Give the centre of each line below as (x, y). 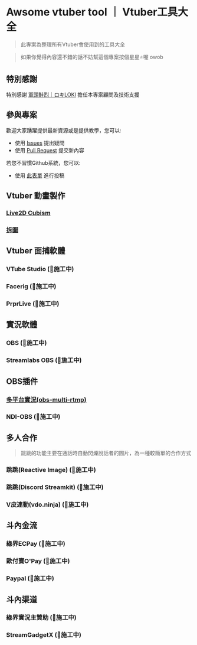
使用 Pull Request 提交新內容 (49, 150)
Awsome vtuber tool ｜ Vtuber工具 (92, 12)
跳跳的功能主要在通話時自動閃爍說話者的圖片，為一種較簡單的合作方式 (106, 453)
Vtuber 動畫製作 (36, 196)
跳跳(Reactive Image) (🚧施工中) (51, 470)
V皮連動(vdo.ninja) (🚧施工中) (47, 504)
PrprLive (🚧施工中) (33, 304)
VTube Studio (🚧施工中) (40, 269)
